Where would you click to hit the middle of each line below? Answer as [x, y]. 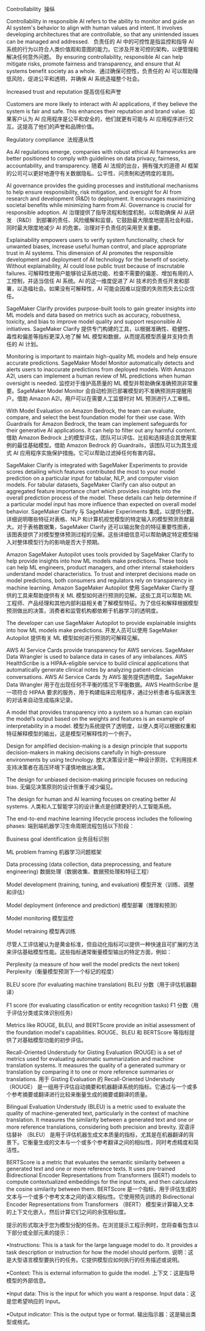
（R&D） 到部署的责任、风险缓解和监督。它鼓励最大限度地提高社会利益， [105, 220]
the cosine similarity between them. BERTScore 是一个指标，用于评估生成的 [102, 1189]
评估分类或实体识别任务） [44, 1013]
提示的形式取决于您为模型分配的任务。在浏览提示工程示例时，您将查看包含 [100, 1225]
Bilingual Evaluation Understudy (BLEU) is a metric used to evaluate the [96, 1107]
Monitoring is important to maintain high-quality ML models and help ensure [102, 356]
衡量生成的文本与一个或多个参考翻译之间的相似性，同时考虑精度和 [110, 1142]
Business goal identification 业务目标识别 [58, 839]
